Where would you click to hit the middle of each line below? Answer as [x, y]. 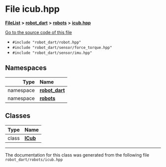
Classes [18, 116]
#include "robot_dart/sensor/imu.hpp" [52, 53]
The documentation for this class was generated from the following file [77, 155]
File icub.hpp [33, 9]
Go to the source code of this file [39, 32]
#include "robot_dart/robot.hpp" [47, 42]
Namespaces [26, 68]
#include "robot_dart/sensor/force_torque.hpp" [62, 47]
